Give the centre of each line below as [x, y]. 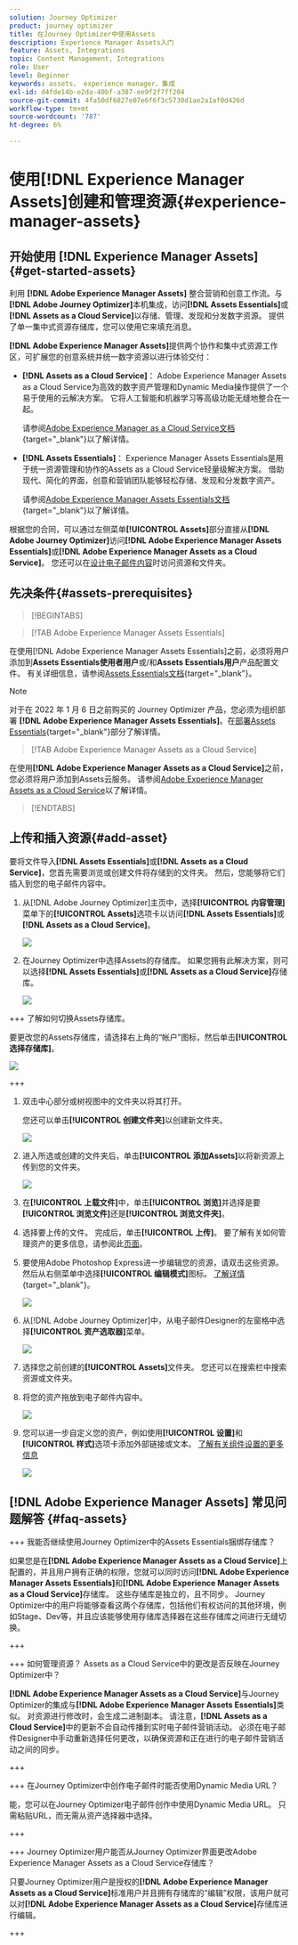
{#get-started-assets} [72, 271]
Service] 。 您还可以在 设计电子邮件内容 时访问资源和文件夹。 [120, 563]
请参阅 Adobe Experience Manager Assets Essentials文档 [126, 499]
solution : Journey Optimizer [63, 17]
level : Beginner [39, 76]
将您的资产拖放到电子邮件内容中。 [85, 1397]
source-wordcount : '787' [55, 117]
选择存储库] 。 [34, 1048]
